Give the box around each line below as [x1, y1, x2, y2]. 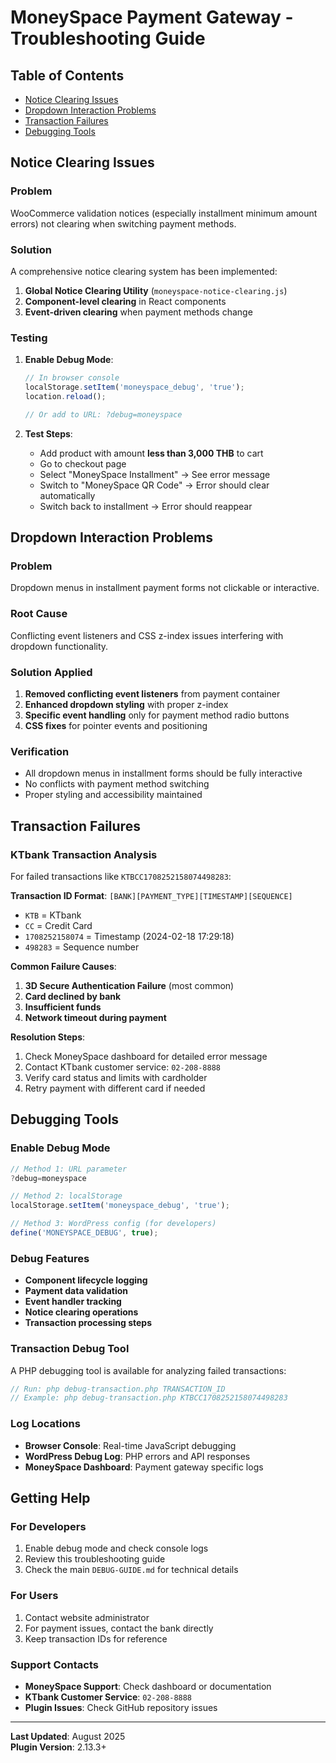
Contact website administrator [24, 1611, 150, 1623]
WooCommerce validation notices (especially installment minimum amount [10, 207, 318, 219]
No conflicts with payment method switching [24, 778, 210, 790]
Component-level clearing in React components [24, 295, 227, 307]
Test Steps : [24, 427, 73, 440]
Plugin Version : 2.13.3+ [10, 1741, 107, 1753]
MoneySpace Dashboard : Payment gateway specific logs [24, 1461, 264, 1473]
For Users [10, 1589, 59, 1603]
